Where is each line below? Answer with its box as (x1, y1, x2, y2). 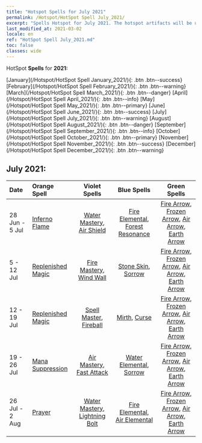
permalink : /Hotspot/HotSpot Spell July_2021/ (6, 14, 125, 20)
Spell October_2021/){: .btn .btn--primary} (53, 134, 158, 141)
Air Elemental (115, 415, 153, 424)
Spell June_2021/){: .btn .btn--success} (53, 108, 151, 115)
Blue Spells (118, 185, 151, 194)
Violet (83, 182, 101, 190)
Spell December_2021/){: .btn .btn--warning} (53, 146, 164, 153)
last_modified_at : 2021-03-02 (6, 25, 82, 32)
